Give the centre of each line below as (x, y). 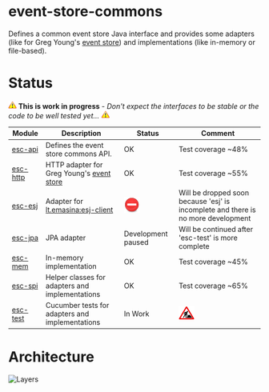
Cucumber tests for (77, 306)
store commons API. (78, 154)
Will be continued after (216, 230)
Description (81, 134)
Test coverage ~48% (213, 150)
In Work (137, 314)
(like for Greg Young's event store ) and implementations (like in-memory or (132, 42)
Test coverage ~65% (213, 286)
